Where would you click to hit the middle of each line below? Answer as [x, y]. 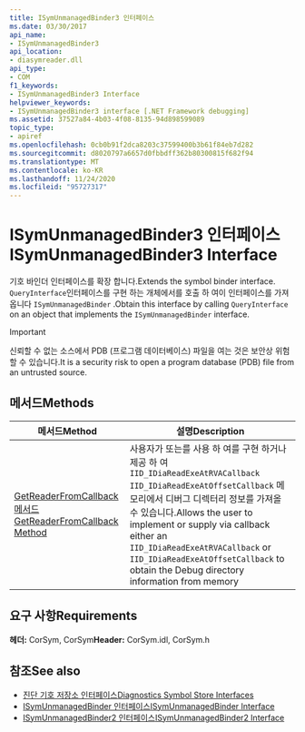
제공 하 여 [149, 463]
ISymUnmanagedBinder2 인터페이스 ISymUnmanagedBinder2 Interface [153, 717]
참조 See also [45, 671]
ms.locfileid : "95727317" [58, 188]
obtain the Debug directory [187, 570]
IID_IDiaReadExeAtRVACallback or [200, 547]
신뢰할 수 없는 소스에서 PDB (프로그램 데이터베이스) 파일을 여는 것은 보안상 [142, 351]
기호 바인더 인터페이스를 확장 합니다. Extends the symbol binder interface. [143, 281]
